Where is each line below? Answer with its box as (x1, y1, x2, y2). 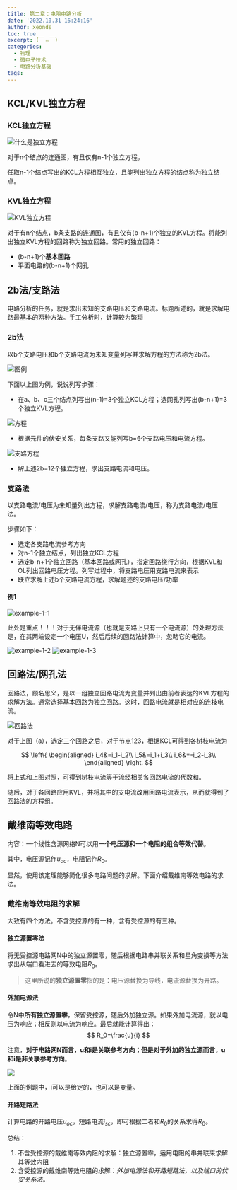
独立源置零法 (7, 934, 44, 942)
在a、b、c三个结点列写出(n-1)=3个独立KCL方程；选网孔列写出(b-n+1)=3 (17, 395, 228, 403)
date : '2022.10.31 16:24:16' (7, 17, 93, 24)
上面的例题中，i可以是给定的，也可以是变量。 (7, 1083, 139, 1092)
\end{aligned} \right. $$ (84, 758, 153, 766)
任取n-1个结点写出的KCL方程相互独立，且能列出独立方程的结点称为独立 (7, 168, 214, 177)
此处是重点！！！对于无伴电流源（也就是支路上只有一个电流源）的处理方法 (7, 623, 224, 632)
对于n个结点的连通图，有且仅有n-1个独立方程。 (7, 153, 144, 161)
